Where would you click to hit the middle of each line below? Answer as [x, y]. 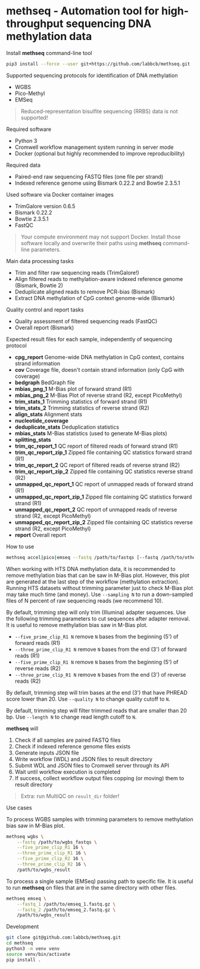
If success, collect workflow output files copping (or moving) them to [99, 778]
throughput [35, 24]
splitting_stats [33, 439]
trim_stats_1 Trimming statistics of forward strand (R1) [81, 401]
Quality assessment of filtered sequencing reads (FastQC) [86, 321]
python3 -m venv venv [33, 949]
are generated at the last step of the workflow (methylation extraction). [93, 582]
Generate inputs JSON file [47, 753]
